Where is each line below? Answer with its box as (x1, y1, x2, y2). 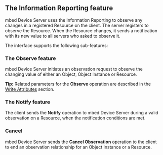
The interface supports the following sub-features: (5, 42, 108, 49)
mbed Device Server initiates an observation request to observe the (5, 66, 143, 72)
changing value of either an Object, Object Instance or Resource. (5, 71, 137, 77)
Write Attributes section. (5, 86, 55, 92)
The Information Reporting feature (5, 4, 113, 12)
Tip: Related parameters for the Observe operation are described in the (5, 81, 151, 87)
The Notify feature (5, 99, 50, 105)
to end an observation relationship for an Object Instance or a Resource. (5, 144, 152, 150)
